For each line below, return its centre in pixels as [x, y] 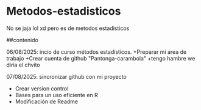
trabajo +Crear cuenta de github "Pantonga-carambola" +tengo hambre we [101, 58]
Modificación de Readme [46, 101]
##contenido [22, 40]
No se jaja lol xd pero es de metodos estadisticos [68, 28]
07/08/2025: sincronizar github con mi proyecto [66, 76]
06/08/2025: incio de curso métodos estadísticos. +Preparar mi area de [97, 52]
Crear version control [42, 88]
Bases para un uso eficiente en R [57, 95]
